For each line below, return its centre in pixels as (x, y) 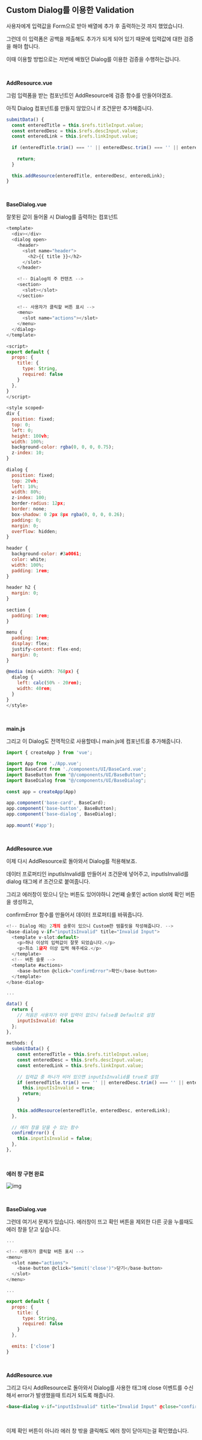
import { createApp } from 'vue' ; (50, 753)
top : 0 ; (21, 425)
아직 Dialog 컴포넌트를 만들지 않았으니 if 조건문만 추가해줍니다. (80, 108)
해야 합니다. (26, 46)
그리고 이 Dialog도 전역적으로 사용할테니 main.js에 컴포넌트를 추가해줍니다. (94, 741)
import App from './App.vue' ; (44, 764)
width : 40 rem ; (35, 689)
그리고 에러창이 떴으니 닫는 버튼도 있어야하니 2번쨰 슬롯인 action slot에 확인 (95, 894)
